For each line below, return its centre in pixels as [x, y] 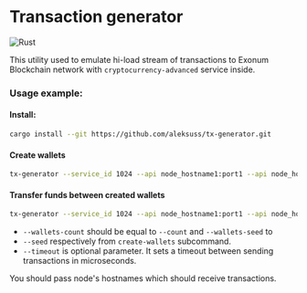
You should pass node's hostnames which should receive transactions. [143, 278]
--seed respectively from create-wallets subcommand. [127, 241]
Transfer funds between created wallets [87, 194]
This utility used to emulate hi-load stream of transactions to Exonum [139, 59]
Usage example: [46, 93]
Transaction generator [96, 17]
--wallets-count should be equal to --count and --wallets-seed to [148, 232]
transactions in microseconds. [79, 261]
